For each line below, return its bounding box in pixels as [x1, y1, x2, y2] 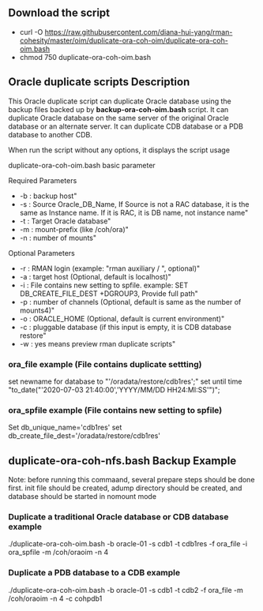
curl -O [19, 27, 43, 36]
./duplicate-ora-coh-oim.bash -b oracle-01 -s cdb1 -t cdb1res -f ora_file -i [8, 539, 247, 549]
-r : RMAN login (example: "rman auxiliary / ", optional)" [19, 264, 201, 273]
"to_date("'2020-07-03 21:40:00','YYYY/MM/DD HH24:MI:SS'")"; [8, 384, 220, 394]
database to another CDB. [8, 129, 93, 139]
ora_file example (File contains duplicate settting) [8, 358, 202, 369]
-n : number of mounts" [19, 233, 97, 242]
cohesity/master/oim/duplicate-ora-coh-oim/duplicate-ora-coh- [19, 36, 229, 45]
